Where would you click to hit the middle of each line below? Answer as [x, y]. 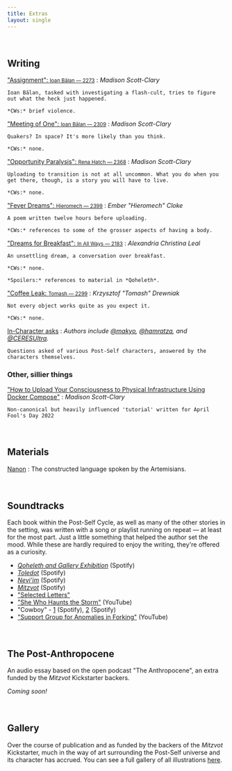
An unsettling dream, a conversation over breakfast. [87, 256]
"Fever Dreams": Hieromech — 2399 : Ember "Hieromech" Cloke [95, 205]
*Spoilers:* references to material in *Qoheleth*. [83, 280]
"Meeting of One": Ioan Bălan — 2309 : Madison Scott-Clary [89, 124]
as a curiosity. [27, 552]
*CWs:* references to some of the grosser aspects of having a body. [110, 230]
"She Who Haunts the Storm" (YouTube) [75, 602]
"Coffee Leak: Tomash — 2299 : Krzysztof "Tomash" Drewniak [93, 293]
